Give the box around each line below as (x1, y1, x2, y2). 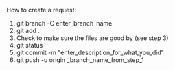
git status (16, 41, 43, 49)
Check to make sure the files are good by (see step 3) (16, 34, 169, 42)
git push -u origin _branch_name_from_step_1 (16, 56, 145, 64)
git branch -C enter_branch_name (16, 19, 113, 27)
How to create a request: (6, 6, 77, 14)
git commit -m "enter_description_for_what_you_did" (16, 48, 164, 57)
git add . (16, 27, 40, 34)
